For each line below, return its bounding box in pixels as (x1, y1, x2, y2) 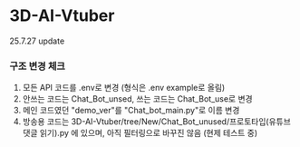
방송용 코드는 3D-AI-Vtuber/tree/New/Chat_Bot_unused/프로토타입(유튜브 (22, 116, 292, 127)
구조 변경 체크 (9, 60, 66, 73)
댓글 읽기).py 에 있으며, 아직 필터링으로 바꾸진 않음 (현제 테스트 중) (22, 128, 258, 139)
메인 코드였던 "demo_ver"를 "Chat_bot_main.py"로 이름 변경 (22, 105, 240, 116)
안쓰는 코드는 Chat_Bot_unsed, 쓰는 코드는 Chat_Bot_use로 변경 (22, 93, 253, 104)
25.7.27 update (9, 35, 65, 46)
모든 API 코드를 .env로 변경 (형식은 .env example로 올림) (22, 83, 226, 93)
